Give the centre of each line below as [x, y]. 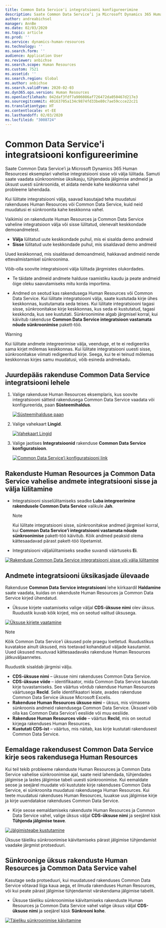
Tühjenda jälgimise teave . [39, 820]
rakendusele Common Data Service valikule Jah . [63, 506]
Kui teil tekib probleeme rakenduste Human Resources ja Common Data [78, 769]
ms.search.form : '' [25, 51]
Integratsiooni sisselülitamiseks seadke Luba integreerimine [74, 501]
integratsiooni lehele [38, 382]
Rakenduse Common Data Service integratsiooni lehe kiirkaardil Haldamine [83, 587]
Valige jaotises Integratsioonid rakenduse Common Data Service [79, 443]
